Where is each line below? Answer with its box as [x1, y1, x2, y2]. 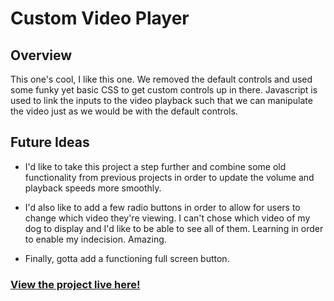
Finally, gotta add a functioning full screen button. [24, 252, 230, 264]
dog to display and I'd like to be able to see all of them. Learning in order [24, 222, 324, 234]
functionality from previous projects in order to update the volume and [24, 171, 315, 183]
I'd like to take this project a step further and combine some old [24, 160, 287, 172]
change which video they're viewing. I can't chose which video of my [24, 212, 311, 224]
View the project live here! [10, 277, 141, 291]
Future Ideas [10, 134, 90, 151]
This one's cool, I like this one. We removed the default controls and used [10, 73, 313, 85]
